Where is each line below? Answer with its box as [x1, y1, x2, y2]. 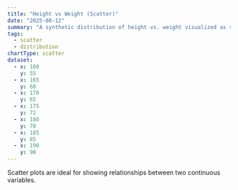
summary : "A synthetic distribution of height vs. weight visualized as [7, 23, 227, 30]
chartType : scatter [7, 50, 65, 57]
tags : [7, 30, 23, 38]
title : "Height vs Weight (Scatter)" [7, 10, 119, 18]
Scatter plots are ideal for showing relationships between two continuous [7, 168, 221, 177]
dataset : [7, 57, 33, 64]
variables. [7, 176, 36, 184]
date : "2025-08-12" [7, 17, 65, 24]
